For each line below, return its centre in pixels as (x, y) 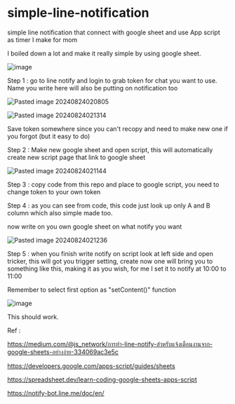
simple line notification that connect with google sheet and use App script (114, 32)
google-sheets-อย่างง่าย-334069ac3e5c (63, 351)
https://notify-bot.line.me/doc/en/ (56, 393)
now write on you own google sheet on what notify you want (95, 227)
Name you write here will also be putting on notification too (93, 88)
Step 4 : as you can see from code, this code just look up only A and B (109, 206)
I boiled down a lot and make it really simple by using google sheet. (104, 53)
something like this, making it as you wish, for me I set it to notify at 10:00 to (117, 269)
